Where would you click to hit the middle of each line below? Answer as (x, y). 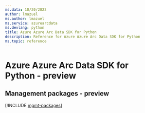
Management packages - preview (57, 94)
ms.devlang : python (25, 28)
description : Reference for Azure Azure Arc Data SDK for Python (72, 37)
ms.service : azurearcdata (31, 23)
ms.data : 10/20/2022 (26, 9)
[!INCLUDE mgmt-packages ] (34, 105)
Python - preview (41, 75)
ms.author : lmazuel (25, 19)
